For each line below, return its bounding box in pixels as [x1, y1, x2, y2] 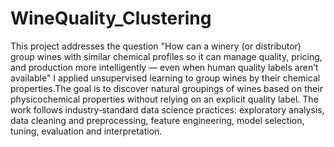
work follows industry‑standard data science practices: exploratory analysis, [10, 103, 325, 116]
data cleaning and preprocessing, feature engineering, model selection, [10, 114, 305, 126]
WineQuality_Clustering [10, 7, 212, 30]
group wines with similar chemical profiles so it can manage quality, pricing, [10, 50, 323, 62]
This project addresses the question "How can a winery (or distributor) [10, 40, 302, 52]
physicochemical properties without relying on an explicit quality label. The [10, 93, 319, 105]
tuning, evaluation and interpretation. [10, 125, 163, 137]
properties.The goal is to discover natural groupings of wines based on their [10, 82, 323, 94]
